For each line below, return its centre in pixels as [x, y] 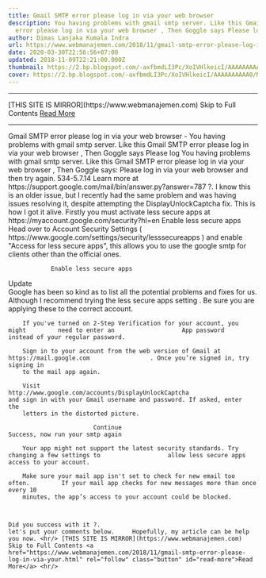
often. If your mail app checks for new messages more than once [133, 483]
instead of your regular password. [67, 337]
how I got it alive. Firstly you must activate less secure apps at [110, 212]
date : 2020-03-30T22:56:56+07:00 [63, 52]
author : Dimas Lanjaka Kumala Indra [68, 38]
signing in [26, 365]
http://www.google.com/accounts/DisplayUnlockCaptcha [99, 393]
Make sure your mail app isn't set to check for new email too [129, 476]
